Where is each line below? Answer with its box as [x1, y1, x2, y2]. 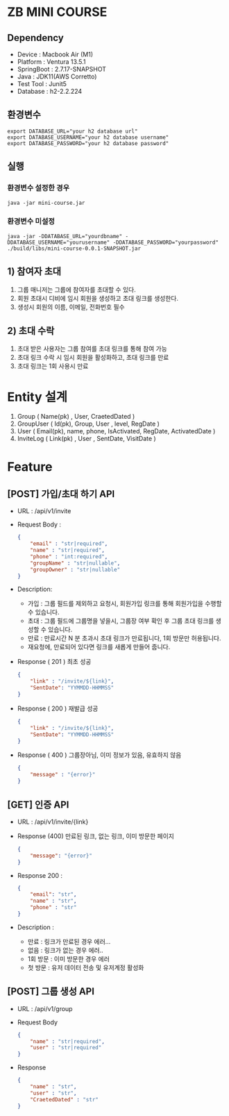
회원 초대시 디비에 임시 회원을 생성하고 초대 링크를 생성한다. [17, 294, 179, 302]
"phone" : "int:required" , [30, 553, 108, 560]
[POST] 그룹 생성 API [7, 985, 95, 997]
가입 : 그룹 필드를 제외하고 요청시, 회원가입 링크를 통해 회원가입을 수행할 [27, 599, 222, 608]
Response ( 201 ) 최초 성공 [17, 658, 92, 666]
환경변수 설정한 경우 [7, 183, 70, 193]
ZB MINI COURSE [7, 4, 108, 20]
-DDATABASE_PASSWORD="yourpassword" [112, 239, 219, 246]
